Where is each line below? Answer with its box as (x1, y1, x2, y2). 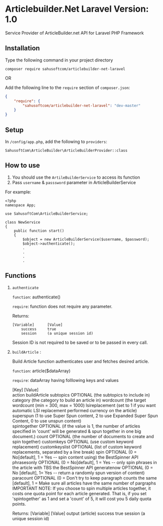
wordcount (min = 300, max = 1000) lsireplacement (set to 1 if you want (12, 402, 156, 408)
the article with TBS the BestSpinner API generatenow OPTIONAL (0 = (12, 464, 153, 470)
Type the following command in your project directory (5, 57, 113, 63)
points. (12, 501, 26, 506)
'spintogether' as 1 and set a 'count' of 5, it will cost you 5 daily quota (12, 496, 152, 502)
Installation (5, 44, 40, 52)
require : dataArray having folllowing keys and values (12, 377, 119, 383)
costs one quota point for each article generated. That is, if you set (12, 490, 147, 496)
